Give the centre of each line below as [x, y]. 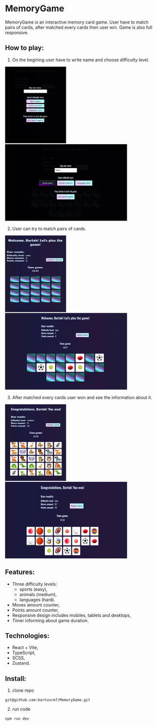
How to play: [24, 48]
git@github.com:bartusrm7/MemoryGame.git [48, 700]
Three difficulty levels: [34, 584]
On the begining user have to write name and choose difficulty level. [81, 60]
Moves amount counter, [36, 605]
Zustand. [21, 663]
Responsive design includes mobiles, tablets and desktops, [71, 615]
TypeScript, [24, 653]
